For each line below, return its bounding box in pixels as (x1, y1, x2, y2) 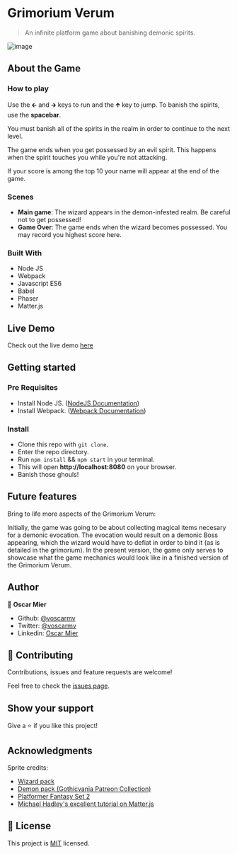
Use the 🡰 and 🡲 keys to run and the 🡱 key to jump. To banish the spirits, (7, 100, 221, 109)
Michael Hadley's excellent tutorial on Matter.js (17, 800, 154, 808)
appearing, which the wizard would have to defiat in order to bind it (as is (7, 538, 221, 546)
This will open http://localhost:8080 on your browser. (17, 463, 177, 471)
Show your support (7, 702, 94, 714)
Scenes (7, 192, 34, 202)
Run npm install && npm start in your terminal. (17, 455, 155, 464)
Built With (7, 248, 42, 258)
